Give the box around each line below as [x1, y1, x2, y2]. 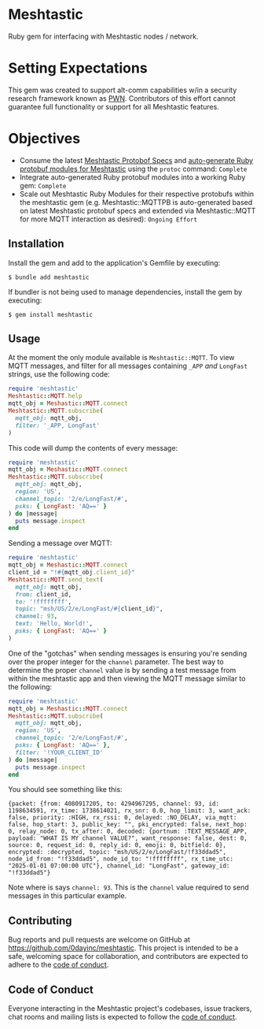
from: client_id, [15, 590, 72, 598]
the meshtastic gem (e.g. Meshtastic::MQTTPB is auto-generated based [19, 197, 253, 206]
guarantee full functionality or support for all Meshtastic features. [8, 102, 220, 111]
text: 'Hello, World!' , [15, 620, 93, 628]
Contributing [8, 914, 72, 927]
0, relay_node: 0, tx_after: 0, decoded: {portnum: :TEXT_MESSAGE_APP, [8, 827, 247, 836]
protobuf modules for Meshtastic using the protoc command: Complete [19, 164, 247, 173]
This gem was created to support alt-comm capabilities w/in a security [8, 85, 237, 95]
